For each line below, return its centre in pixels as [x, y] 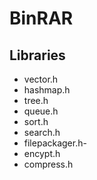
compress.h [48, 164]
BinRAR [41, 18]
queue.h [41, 111]
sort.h [36, 121]
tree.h [36, 100]
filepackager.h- [55, 143]
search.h [42, 132]
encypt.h [42, 153]
